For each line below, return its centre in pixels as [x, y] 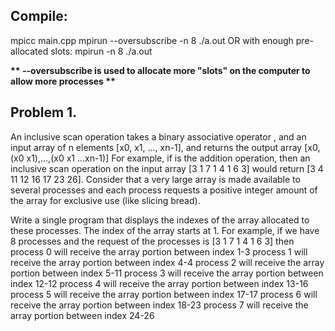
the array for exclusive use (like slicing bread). [105, 200]
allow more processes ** [63, 81]
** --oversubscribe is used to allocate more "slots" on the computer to [160, 70]
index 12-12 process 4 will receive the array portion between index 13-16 [159, 283]
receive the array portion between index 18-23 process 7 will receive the [159, 305]
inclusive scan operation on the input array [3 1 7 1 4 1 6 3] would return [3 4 [167, 168]
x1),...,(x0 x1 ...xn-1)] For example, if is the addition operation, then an [168, 158]
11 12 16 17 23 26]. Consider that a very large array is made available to [155, 179]
